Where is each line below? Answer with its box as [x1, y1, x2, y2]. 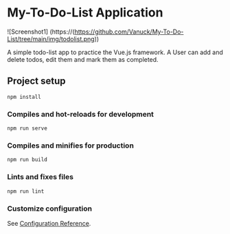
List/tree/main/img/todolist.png [7, 34, 95, 43]
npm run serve [7, 125, 48, 132]
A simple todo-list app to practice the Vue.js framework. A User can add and [7, 48, 223, 56]
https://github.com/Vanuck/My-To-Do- [74, 27, 184, 36]
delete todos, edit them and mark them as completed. [7, 55, 159, 63]
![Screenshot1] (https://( [7, 27, 75, 36]
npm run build [7, 156, 48, 163]
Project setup [7, 75, 67, 87]
